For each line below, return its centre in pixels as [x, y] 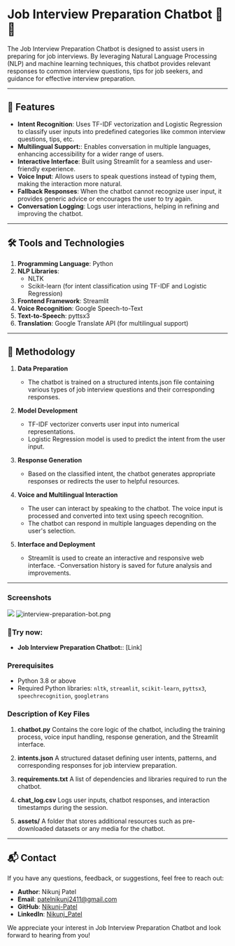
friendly [29, 168]
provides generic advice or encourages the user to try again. [105, 199]
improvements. [49, 573]
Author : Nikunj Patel [47, 892]
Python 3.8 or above [47, 681]
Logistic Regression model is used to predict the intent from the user [127, 439]
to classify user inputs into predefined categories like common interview [121, 131]
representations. [51, 432]
